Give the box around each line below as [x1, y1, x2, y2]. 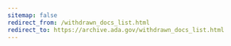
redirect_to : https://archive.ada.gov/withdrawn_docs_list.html [7, 26, 225, 34]
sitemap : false [7, 11, 58, 19]
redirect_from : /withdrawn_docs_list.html [7, 19, 150, 27]
